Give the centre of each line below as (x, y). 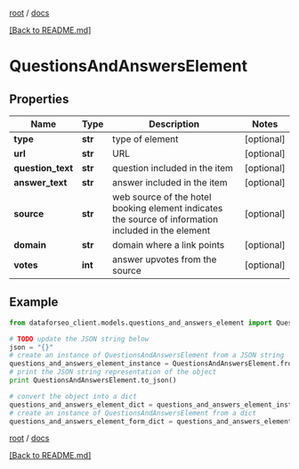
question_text (44, 168)
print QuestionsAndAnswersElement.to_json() (93, 381)
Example (34, 302)
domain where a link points (169, 245)
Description (174, 124)
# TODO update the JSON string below (79, 339)
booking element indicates (168, 208)
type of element (145, 139)
